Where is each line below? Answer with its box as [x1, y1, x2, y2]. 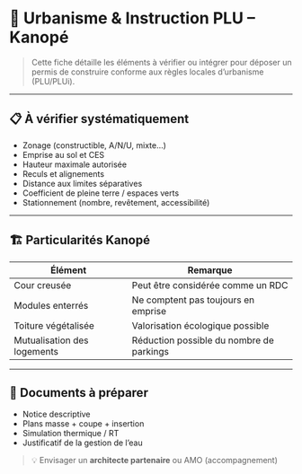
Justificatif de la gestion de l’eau [22, 437, 143, 448]
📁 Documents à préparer [9, 385, 148, 400]
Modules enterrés [13, 299, 89, 312]
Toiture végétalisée [13, 319, 94, 331]
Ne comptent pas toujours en [131, 294, 254, 306]
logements [13, 345, 58, 357]
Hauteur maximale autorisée [22, 159, 128, 170]
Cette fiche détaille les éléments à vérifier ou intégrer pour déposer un [31, 57, 292, 67]
